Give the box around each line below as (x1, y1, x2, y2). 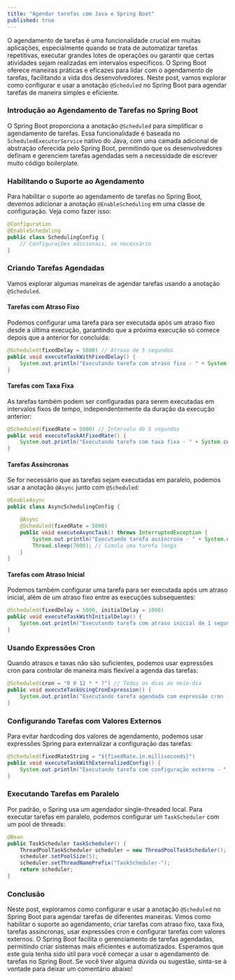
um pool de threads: (7, 819, 65, 828)
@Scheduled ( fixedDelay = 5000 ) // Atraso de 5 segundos (7, 346, 173, 354)
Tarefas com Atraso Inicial (7, 570, 85, 578)
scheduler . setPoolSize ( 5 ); (20, 853, 99, 860)
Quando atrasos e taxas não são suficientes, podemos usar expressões (7, 659, 213, 667)
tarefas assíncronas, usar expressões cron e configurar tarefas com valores (7, 927, 226, 936)
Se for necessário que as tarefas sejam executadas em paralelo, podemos (7, 476, 221, 484)
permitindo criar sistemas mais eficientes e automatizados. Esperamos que (7, 942, 224, 951)
